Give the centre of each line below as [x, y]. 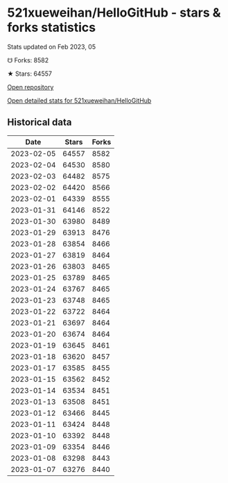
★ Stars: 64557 [29, 74]
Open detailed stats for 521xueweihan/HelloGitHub [79, 100]
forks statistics [51, 27]
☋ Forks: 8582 [28, 60]
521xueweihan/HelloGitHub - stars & [114, 13]
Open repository [30, 87]
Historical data [40, 122]
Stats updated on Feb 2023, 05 [51, 46]
